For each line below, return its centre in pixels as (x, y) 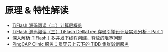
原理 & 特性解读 (37, 10)
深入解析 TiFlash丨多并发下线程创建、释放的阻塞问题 (67, 38)
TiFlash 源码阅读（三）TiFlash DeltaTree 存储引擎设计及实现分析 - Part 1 (88, 31)
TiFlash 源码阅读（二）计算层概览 (47, 25)
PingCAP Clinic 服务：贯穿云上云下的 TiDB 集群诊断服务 (71, 44)
